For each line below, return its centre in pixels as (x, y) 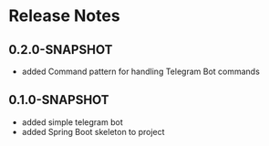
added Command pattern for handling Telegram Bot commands (141, 71)
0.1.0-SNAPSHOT (59, 100)
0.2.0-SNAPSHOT (61, 50)
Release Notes (64, 16)
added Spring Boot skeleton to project (93, 131)
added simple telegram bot (72, 122)
